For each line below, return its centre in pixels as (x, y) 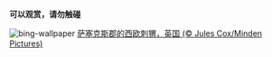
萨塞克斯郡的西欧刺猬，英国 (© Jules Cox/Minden (169, 33)
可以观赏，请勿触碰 (45, 14)
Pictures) (26, 43)
